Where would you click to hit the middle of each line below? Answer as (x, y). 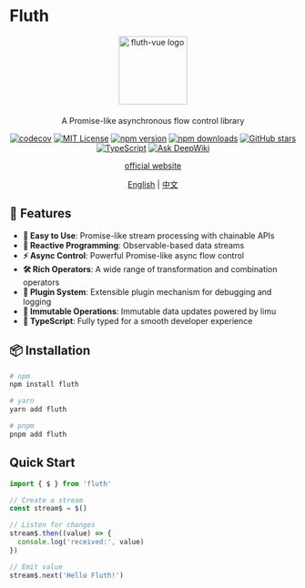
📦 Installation (50, 351)
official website (153, 166)
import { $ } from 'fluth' (61, 483)
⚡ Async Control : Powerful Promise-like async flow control (133, 255)
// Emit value (36, 567)
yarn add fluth (38, 410)
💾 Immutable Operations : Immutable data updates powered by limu (149, 311)
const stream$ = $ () (49, 509)
